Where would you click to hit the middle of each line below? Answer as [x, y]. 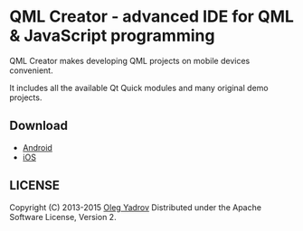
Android [37, 147]
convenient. [31, 70]
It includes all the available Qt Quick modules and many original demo [139, 88]
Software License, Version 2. [63, 217]
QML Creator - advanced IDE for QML [151, 17]
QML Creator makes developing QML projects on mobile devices [130, 60]
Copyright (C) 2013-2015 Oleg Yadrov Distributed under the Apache [136, 207]
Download [38, 126]
